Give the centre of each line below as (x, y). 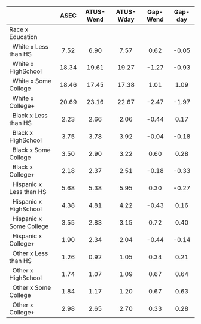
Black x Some (31, 150)
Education (23, 37)
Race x (19, 29)
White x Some (32, 81)
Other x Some (32, 288)
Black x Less (30, 115)
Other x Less (30, 253)
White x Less (31, 46)
